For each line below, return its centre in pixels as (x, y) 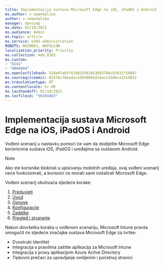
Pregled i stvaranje (31, 218)
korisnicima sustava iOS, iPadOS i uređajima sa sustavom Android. (72, 149)
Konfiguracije (25, 207)
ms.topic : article (24, 37)
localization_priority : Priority (39, 50)
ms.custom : (16, 60)
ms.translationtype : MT (29, 82)
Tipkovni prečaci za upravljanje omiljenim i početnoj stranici (72, 258)
